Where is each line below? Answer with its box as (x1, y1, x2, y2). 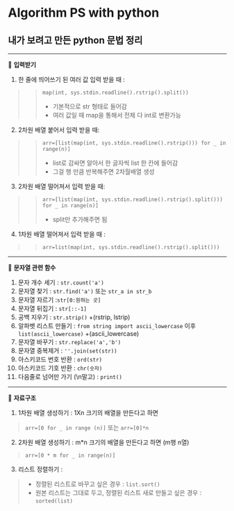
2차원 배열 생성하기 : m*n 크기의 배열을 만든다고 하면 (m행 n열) (17, 438, 190, 446)
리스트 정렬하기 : (17, 465, 63, 473)
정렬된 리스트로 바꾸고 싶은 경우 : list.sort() (35, 480, 160, 488)
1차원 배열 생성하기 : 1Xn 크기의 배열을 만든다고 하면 (17, 409, 159, 416)
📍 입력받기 (8, 60, 37, 69)
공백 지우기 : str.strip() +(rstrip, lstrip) (17, 313, 131, 321)
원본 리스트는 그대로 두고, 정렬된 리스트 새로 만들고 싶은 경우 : (35, 489, 202, 496)
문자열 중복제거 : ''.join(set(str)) (17, 346, 117, 355)
